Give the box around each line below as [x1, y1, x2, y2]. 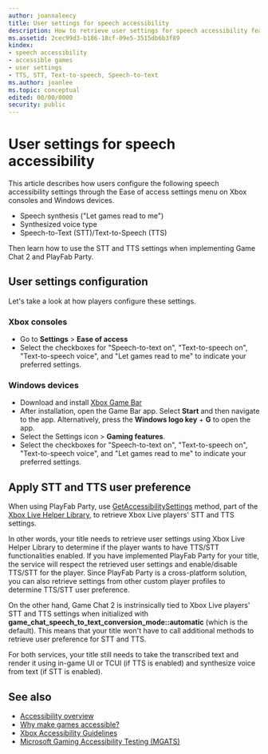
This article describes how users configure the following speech [8, 179, 219, 188]
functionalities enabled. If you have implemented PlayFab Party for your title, [8, 551, 259, 561]
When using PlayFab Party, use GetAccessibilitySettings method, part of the [8, 502, 258, 511]
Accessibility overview [19, 712, 94, 721]
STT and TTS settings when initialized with [8, 609, 149, 619]
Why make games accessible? [19, 720, 120, 729]
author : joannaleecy [8, 11, 77, 20]
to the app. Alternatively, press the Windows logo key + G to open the [19, 415, 251, 424]
